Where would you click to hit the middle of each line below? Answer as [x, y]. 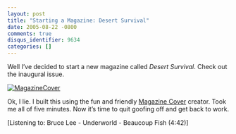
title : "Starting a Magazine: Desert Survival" [79, 20]
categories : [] [30, 47]
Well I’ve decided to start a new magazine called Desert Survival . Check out [117, 67]
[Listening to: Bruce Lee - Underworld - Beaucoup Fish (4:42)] [98, 123]
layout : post [26, 14]
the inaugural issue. [36, 74]
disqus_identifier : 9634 [44, 40]
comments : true [30, 33]
